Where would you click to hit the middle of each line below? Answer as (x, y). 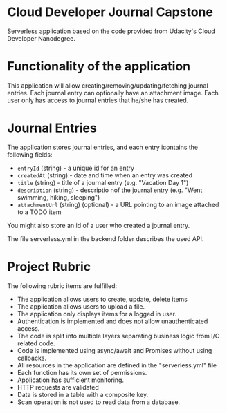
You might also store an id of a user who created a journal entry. (99, 225)
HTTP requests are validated (58, 387)
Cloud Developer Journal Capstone (110, 12)
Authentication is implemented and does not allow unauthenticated (112, 321)
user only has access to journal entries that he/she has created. (98, 100)
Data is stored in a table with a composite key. (83, 394)
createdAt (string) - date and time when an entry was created (105, 175)
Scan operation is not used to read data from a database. (99, 402)
